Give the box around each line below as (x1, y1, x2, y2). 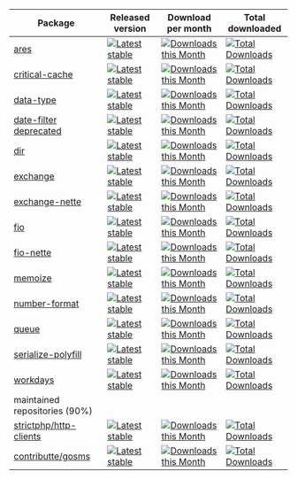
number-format (13, 297, 80, 309)
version (113, 22, 147, 35)
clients (13, 430, 42, 442)
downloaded (227, 22, 282, 35)
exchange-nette (13, 196, 82, 207)
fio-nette (13, 247, 52, 259)
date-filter (13, 114, 57, 126)
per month (166, 22, 212, 35)
